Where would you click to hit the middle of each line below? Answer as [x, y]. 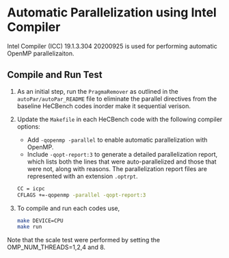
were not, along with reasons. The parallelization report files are [117, 168]
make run [29, 227]
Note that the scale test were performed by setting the [84, 240]
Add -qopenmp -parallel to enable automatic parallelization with [117, 140]
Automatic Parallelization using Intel [112, 13]
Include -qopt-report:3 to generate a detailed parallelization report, [122, 154]
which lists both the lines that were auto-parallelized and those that [122, 162]
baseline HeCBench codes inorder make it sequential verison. [104, 106]
